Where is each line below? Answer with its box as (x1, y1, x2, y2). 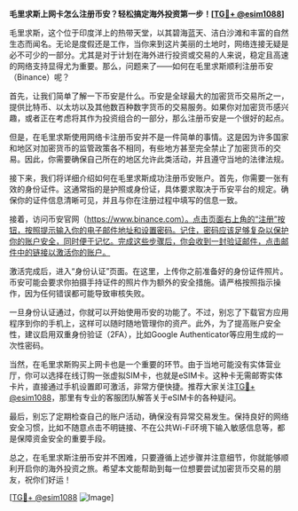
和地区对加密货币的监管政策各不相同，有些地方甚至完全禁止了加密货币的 (9, 143, 273, 153)
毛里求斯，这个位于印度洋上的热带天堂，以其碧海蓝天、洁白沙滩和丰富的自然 (9, 28, 289, 38)
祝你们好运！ (24, 475, 72, 484)
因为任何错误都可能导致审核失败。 (24, 288, 149, 298)
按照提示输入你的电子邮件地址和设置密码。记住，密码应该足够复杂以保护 (24, 225, 289, 235)
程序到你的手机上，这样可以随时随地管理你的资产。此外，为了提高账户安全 (9, 318, 281, 328)
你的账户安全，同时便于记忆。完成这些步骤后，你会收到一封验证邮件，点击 (9, 236, 281, 247)
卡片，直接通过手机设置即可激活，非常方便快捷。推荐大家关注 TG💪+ (9, 381, 255, 391)
